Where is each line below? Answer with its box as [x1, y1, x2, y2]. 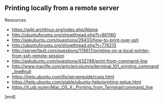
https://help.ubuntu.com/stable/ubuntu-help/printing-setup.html [11, 79, 141, 85]
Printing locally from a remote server [4, 4, 119, 12]
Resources [4, 17, 27, 23]
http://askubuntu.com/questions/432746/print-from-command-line [11, 58, 148, 64]
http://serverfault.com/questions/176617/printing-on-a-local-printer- [11, 47, 150, 53]
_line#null [11, 69, 31, 74]
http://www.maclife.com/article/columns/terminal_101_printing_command [11, 63, 159, 69]
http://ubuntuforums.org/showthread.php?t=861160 [11, 32, 116, 37]
